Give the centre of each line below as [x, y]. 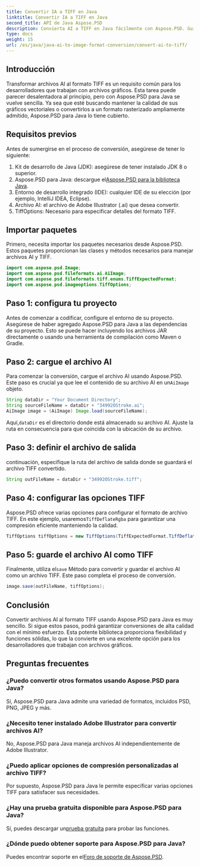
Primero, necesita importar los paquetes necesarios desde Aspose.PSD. [95, 244]
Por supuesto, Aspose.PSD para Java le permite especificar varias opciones [100, 786]
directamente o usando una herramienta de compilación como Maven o [94, 337]
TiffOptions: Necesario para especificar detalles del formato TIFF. [95, 211]
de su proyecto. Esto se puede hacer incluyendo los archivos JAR [87, 330]
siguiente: [18, 155]
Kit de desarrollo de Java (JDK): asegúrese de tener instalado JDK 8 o [101, 167]
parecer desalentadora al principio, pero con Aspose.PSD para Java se [93, 96]
